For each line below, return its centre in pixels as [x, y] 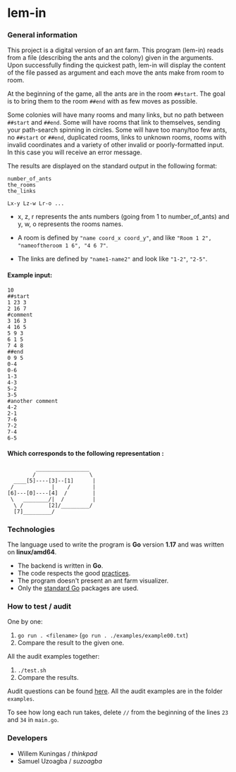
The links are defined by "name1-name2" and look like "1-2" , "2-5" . [112, 259]
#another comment [33, 401]
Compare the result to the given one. [71, 643]
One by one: [25, 622]
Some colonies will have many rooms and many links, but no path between [116, 115]
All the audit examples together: [54, 656]
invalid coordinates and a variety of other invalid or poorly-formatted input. [116, 145]
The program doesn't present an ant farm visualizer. [93, 581]
